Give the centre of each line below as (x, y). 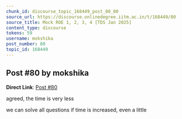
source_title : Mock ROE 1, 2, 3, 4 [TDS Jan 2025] (69, 22)
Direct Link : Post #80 (32, 87)
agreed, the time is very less (40, 98)
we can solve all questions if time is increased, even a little (76, 110)
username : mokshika (30, 38)
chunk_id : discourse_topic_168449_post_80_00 (62, 11)
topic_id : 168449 (27, 50)
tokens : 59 (19, 33)
